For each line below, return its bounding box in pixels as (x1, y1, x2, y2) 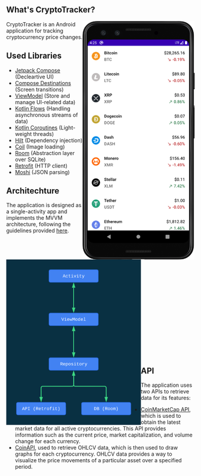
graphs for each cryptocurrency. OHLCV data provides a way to (14, 450, 172, 457)
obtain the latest (141, 419, 181, 426)
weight (14, 130, 32, 137)
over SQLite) (14, 156, 46, 163)
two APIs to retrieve (141, 387, 190, 395)
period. (14, 463, 33, 470)
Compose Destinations (14, 79, 71, 86)
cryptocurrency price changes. (6, 33, 83, 41)
